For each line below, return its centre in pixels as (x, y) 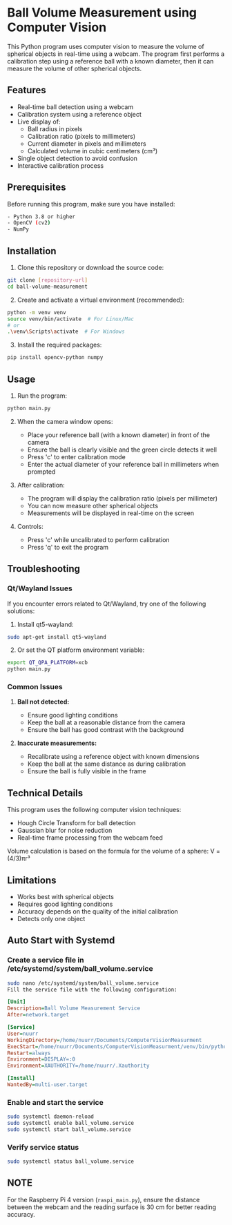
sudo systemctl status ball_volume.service (71, 1161)
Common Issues (35, 687)
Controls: (30, 526)
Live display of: (39, 122)
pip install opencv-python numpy (55, 358)
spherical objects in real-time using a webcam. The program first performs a (116, 54)
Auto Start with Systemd (61, 941)
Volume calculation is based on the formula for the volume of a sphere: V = (114, 851)
